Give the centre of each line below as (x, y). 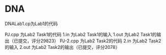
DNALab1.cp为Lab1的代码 (31, 23)
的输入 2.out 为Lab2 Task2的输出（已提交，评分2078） (62, 47)
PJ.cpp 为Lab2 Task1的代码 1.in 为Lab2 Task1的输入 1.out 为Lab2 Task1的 (81, 34)
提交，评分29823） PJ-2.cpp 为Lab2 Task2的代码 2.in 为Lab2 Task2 (90, 41)
